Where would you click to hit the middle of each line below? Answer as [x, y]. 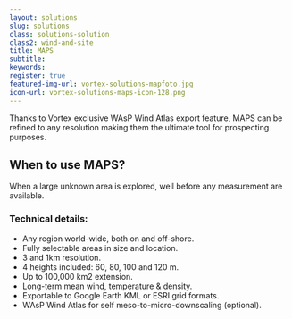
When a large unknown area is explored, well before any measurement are [146, 186]
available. [27, 196]
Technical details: [49, 219]
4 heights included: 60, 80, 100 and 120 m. [100, 267]
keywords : [28, 68]
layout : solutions [43, 17]
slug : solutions [39, 26]
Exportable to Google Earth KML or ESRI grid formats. [121, 295]
